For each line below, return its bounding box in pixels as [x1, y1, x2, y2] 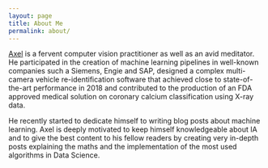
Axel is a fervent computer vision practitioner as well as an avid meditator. [8, 49, 255, 59]
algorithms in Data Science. [8, 150, 100, 160]
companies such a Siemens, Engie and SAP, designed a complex [8, 66, 225, 76]
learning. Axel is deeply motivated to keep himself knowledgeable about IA [8, 124, 257, 134]
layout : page [8, 11, 53, 20]
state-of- [223, 74, 253, 85]
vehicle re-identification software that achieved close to [35, 74, 222, 85]
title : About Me [8, 19, 63, 27]
